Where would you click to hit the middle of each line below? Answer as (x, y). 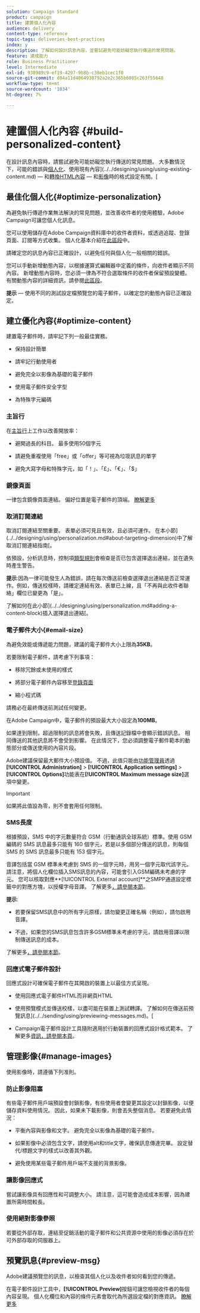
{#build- (102, 131)
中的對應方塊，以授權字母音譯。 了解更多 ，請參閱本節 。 (80, 886)
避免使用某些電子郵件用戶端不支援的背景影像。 (72, 1163)
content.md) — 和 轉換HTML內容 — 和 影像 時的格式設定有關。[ (82, 176)
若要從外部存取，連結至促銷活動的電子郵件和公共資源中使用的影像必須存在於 (100, 1233)
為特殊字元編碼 (33, 400)
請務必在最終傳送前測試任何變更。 (48, 707)
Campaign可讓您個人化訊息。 (42, 220)
